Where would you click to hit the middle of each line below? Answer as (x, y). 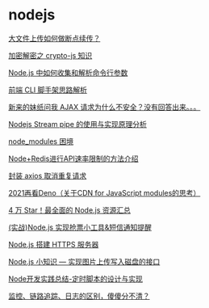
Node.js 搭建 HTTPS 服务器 (54, 244)
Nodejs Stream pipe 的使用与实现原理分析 (77, 124)
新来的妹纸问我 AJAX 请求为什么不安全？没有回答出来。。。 (104, 107)
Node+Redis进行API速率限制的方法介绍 (73, 158)
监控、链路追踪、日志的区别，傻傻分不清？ (79, 296)
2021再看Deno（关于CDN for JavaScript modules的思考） (104, 192)
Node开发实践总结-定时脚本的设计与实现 (76, 278)
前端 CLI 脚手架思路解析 (48, 90)
